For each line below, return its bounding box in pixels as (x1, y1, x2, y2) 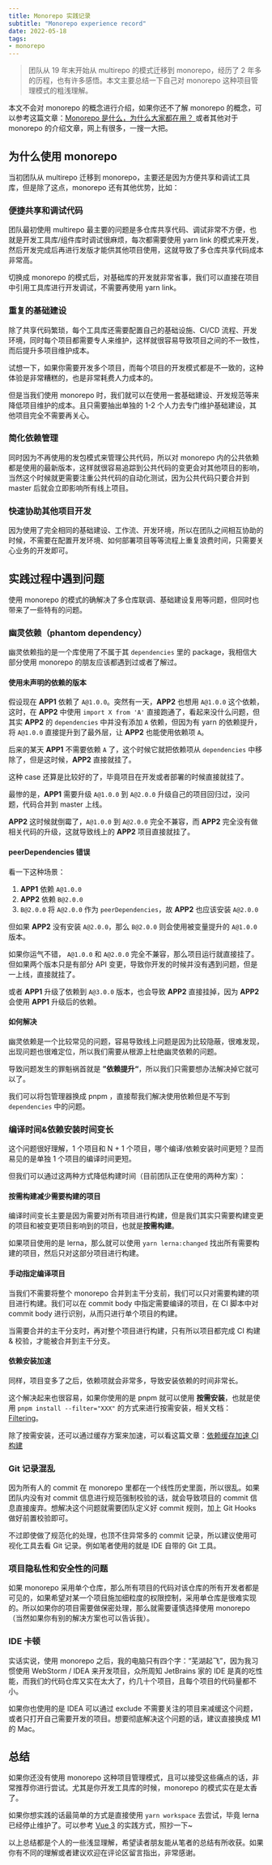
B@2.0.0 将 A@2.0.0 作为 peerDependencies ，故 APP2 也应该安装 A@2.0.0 (19, 904, 259, 914)
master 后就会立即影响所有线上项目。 (8, 482, 134, 492)
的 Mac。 (8, 1724, 40, 1733)
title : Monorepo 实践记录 (8, 11, 91, 20)
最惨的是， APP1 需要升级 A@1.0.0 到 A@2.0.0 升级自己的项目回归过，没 (8, 790, 243, 799)
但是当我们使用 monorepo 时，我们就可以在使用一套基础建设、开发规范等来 (8, 390, 260, 400)
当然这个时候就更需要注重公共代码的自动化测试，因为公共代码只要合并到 (8, 473, 249, 482)
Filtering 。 (8, 1413, 43, 1422)
